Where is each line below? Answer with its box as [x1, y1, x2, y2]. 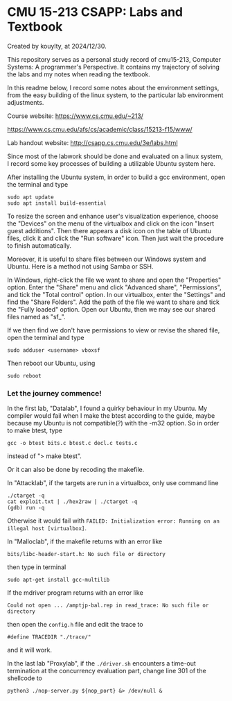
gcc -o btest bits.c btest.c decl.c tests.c [7, 440, 138, 447]
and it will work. [7, 646, 52, 654]
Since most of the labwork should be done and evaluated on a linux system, [7, 152, 224, 160]
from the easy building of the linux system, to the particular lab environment [7, 91, 224, 99]
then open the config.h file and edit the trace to [7, 620, 143, 629]
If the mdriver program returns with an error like [7, 589, 143, 597]
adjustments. [7, 98, 44, 106]
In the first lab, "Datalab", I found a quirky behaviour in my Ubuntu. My [7, 404, 208, 413]
